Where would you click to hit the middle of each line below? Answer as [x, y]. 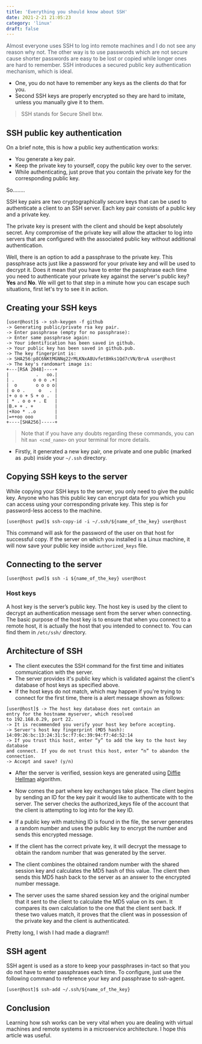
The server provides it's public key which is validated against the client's [105, 678]
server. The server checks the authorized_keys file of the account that [102, 803]
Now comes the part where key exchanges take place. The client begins [104, 791]
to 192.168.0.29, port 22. [40, 719]
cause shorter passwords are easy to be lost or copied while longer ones [96, 58]
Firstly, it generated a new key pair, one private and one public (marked [103, 451]
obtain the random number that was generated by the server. [90, 852]
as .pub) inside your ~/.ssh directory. [61, 458]
